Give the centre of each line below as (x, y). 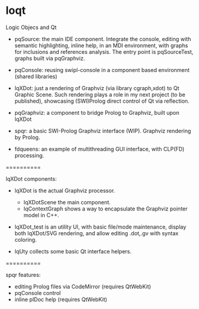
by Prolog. (27, 137)
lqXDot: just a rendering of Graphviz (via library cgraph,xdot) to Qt (97, 88)
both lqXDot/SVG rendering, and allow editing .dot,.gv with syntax (96, 233)
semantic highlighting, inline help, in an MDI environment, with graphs (101, 45)
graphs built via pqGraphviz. (50, 58)
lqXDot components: (31, 178)
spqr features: (23, 275)
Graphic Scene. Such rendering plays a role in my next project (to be (100, 94)
